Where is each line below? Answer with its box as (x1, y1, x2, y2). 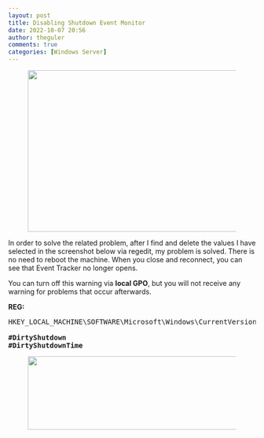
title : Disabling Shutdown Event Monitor (8, 19, 146, 27)
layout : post (8, 11, 51, 20)
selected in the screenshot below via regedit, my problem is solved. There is (8, 247, 255, 256)
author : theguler (8, 33, 65, 42)
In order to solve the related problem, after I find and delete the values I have (8, 238, 257, 247)
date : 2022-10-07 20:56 (8, 26, 86, 34)
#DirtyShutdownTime (8, 341, 83, 350)
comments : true (8, 41, 58, 49)
